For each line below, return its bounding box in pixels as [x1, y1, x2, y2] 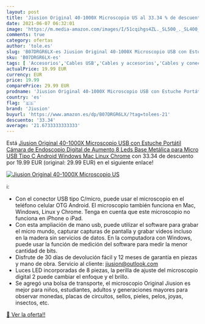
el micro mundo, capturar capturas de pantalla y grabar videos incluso [15, 227, 192, 235]
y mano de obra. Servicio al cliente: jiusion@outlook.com [15, 260, 159, 268]
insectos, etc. [15, 299, 49, 306]
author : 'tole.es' [6, 43, 53, 50]
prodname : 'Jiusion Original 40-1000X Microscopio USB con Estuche [6, 89, 182, 95]
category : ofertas [6, 37, 53, 43]
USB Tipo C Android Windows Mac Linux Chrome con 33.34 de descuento [6, 152, 194, 160]
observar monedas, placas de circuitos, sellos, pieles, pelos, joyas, [15, 293, 184, 300]
